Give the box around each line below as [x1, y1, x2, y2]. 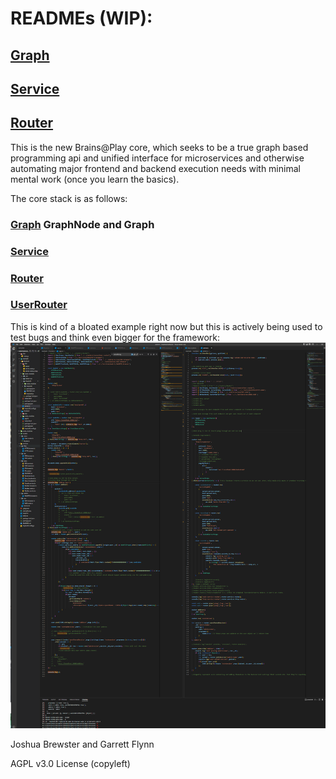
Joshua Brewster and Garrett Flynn [10, 738, 155, 751]
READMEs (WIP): [10, 7, 153, 30]
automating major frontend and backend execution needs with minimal [10, 162, 301, 174]
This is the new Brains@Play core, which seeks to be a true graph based [10, 141, 309, 153]
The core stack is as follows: [10, 192, 128, 204]
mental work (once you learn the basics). [10, 173, 180, 185]
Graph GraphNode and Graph [10, 217, 155, 231]
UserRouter [10, 298, 68, 312]
